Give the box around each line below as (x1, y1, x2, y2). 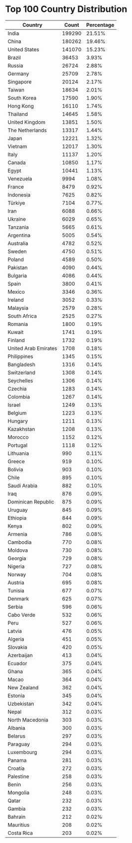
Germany (7, 70, 29, 77)
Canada (7, 159, 26, 166)
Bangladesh (7, 361, 36, 368)
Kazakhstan (7, 425, 35, 432)
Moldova (7, 547, 28, 554)
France (7, 183, 24, 190)
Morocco (7, 433, 29, 440)
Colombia (7, 393, 30, 400)
